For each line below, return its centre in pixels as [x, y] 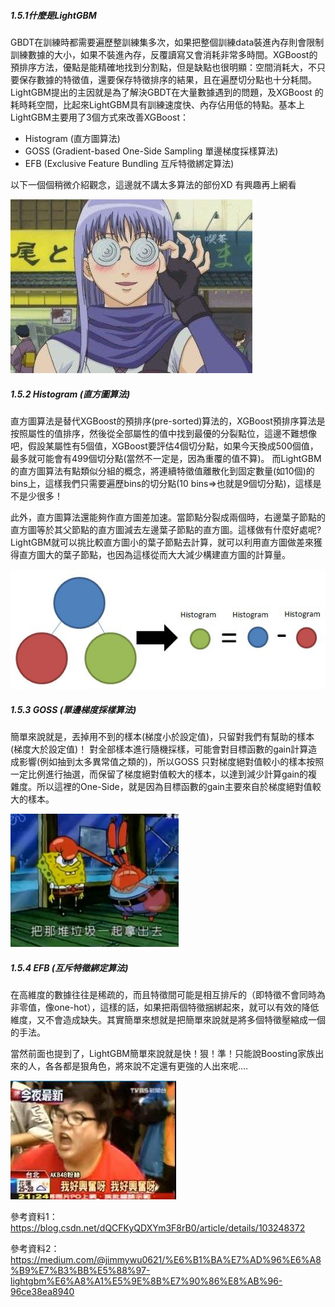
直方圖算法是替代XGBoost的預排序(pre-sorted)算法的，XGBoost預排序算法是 [168, 421]
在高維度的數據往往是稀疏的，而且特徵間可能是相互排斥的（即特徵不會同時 [163, 995]
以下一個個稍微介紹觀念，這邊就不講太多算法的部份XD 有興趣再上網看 [153, 184]
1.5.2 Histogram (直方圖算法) [70, 394]
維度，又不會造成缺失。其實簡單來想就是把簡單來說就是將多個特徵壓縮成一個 [168, 1020]
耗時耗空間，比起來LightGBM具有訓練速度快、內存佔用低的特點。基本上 [158, 104]
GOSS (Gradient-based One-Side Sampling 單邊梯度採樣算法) [151, 151]
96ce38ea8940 [42, 1292]
